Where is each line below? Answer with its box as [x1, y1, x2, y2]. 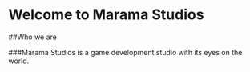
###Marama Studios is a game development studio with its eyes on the [8, 47, 243, 57]
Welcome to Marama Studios [8, 6, 204, 24]
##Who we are [8, 32, 58, 42]
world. [8, 56, 30, 66]
